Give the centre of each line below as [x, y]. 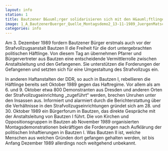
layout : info [19, 10]
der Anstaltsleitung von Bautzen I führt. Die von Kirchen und [67, 116]
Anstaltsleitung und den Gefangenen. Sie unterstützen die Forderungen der [83, 64]
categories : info [23, 29]
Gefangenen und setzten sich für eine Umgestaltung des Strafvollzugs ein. [82, 69]
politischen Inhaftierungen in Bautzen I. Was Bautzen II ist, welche [73, 132]
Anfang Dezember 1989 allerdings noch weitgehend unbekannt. [71, 143]
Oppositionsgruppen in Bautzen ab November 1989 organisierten [72, 122]
